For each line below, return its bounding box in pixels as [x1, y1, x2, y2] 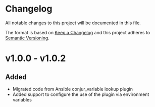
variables [12, 96, 32, 102]
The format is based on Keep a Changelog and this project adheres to [5, 29, 150, 35]
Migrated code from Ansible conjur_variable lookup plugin [12, 86, 133, 92]
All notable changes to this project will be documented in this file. [5, 20, 141, 26]
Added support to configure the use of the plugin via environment [12, 91, 149, 97]
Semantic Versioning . [5, 35, 49, 41]
